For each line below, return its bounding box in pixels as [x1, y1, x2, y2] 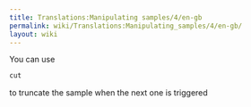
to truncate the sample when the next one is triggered [9, 87, 208, 98]
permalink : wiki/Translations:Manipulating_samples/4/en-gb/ [9, 21, 243, 30]
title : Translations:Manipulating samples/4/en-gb [9, 12, 203, 22]
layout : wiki [9, 29, 58, 38]
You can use [9, 54, 56, 65]
